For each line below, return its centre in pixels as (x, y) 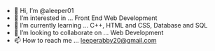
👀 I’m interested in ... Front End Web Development (85, 18)
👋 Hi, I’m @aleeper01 (44, 11)
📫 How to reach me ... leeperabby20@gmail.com (85, 40)
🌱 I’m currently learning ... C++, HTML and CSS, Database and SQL (111, 25)
